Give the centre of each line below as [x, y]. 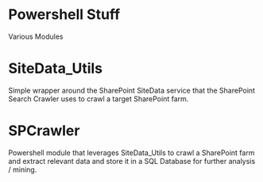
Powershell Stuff [64, 15]
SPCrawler [44, 131]
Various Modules [36, 36]
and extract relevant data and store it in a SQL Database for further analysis [132, 161]
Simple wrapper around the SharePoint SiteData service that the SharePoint [132, 90]
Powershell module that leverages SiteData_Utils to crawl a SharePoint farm [131, 153]
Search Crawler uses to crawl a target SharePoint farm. [99, 99]
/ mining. [23, 169]
